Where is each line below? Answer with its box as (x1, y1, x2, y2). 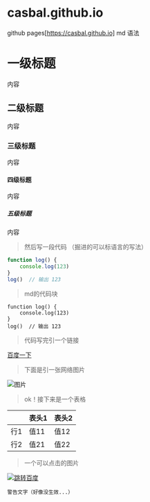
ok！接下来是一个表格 (24, 394, 86, 403)
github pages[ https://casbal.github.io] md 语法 (7, 28, 140, 37)
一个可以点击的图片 (24, 458, 79, 467)
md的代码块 (24, 290, 58, 298)
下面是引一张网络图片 (24, 365, 85, 374)
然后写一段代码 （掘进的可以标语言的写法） (24, 243, 147, 251)
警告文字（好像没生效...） (7, 488, 74, 496)
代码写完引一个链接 (24, 335, 79, 344)
